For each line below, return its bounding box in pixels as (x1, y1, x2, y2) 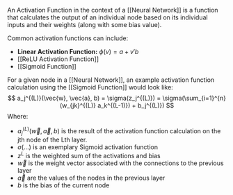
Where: (7, 112, 29, 120)
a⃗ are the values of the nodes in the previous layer (17, 173, 166, 183)
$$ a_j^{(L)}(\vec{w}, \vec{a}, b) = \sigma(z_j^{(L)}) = (7, 94, 161, 102)
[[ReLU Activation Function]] (17, 55, 99, 63)
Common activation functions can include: (7, 34, 129, 42)
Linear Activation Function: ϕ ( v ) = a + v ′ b (17, 48, 139, 56)
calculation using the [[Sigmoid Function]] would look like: (7, 83, 174, 91)
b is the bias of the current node (17, 181, 110, 189)
